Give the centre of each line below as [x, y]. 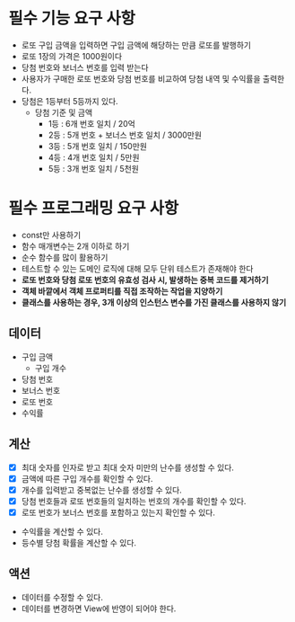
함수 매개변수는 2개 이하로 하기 [75, 246]
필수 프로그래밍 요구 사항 [94, 209]
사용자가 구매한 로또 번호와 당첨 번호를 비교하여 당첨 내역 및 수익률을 [141, 78]
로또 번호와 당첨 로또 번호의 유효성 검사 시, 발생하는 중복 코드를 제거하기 [145, 280]
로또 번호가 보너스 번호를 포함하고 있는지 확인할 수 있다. [118, 512]
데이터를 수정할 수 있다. [62, 597]
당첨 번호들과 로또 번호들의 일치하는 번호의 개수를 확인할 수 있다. [134, 501]
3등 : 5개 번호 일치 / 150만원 [97, 146]
